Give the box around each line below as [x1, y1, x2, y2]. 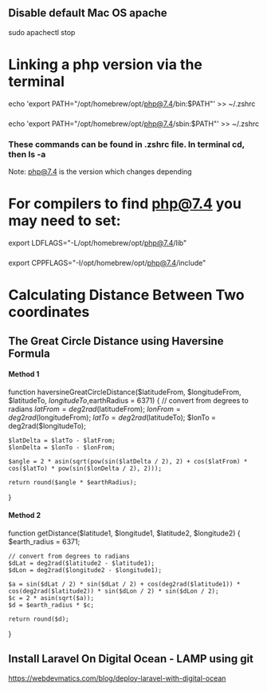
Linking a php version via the [8, 56, 203, 73]
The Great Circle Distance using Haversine [8, 334, 224, 348]
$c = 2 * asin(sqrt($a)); [8, 594, 94, 602]
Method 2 [8, 511, 41, 520]
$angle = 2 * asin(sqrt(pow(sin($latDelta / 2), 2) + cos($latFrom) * [8, 457, 248, 465]
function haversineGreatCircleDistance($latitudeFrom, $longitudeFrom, [8, 387, 241, 397]
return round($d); [8, 614, 69, 623]
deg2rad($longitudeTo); [8, 421, 86, 430]
